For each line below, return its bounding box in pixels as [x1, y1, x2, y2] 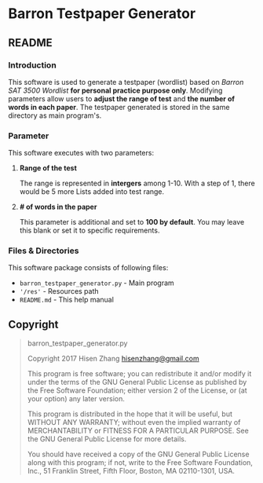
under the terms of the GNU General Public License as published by [27, 378, 247, 387]
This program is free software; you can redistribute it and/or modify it [27, 369, 252, 379]
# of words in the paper [19, 202, 97, 212]
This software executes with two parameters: [8, 148, 155, 158]
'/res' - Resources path [19, 287, 100, 296]
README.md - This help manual [19, 295, 114, 305]
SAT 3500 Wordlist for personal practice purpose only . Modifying [8, 86, 223, 95]
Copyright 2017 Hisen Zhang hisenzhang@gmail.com [27, 354, 199, 364]
